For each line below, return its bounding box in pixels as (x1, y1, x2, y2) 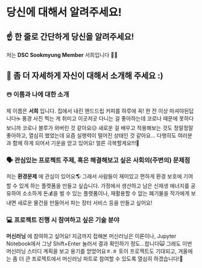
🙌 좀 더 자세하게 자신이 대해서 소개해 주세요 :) (6, 71, 164, 81)
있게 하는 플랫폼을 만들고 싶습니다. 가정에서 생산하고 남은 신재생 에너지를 (19, 182, 190, 189)
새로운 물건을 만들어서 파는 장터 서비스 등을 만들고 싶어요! (17, 199, 153, 206)
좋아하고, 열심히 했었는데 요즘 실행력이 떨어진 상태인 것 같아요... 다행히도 (6, 131, 177, 139)
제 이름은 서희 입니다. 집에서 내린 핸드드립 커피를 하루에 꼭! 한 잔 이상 (6, 107, 168, 114)
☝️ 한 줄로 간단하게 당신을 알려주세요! (6, 31, 134, 42)
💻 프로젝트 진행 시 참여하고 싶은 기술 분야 (6, 215, 119, 224)
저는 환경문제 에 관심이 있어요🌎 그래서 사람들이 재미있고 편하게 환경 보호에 (6, 172, 182, 180)
